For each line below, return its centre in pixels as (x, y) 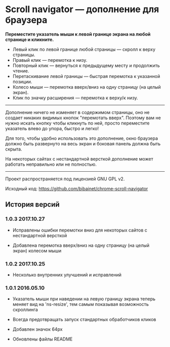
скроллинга (25, 310)
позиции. (22, 82)
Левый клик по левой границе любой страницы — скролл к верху (84, 49)
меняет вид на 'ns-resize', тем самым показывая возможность (81, 304)
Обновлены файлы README (42, 339)
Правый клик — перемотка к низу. (50, 60)
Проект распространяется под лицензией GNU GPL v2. (65, 179)
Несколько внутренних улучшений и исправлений (67, 275)
